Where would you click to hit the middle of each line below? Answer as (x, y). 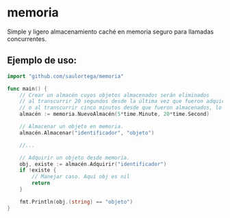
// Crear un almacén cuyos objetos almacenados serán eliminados (115, 95)
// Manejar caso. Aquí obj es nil (81, 177)
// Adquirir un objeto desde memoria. (75, 158)
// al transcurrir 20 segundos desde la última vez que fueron (112, 101)
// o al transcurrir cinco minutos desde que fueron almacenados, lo (121, 108)
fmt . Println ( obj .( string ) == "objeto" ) (76, 202)
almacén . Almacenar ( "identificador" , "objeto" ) (87, 133)
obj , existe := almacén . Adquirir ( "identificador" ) (93, 164)
